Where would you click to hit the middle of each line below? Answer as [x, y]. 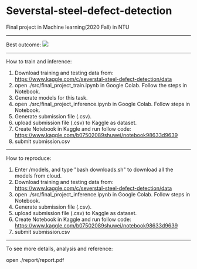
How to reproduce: [29, 158]
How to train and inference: [39, 61]
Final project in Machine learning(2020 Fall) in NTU [68, 27]
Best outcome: [24, 45]
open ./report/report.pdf [35, 260]
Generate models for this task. [51, 97]
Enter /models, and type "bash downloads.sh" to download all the [94, 169]
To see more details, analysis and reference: [60, 248]
